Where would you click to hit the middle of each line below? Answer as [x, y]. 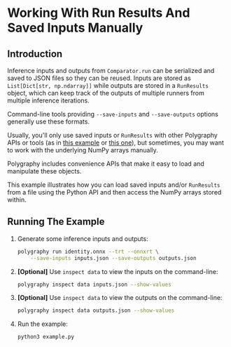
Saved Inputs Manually [75, 28]
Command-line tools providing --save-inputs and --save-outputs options [113, 114]
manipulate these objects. [44, 171]
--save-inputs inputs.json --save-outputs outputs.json [113, 258]
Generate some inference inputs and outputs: [83, 238]
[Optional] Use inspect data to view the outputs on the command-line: [120, 298]
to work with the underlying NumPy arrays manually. [83, 150]
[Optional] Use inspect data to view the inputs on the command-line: [118, 271]
